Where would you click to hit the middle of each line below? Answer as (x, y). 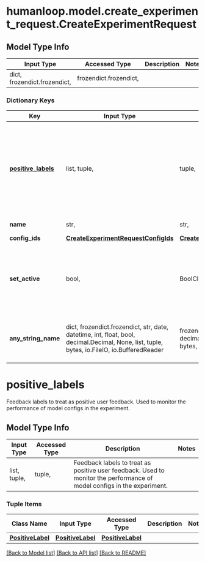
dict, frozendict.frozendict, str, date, (117, 327)
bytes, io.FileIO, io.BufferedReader (115, 350)
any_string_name (35, 339)
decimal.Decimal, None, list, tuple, (115, 342)
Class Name (29, 523)
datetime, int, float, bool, (101, 335)
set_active (25, 279)
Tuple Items (24, 504)
